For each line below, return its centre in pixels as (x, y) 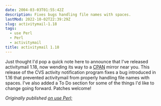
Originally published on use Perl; (39, 98)
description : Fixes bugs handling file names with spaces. (68, 15)
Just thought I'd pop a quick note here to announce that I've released (77, 61)
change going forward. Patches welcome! (48, 88)
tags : (11, 29)
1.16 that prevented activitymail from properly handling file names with (77, 77)
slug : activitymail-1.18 (31, 24)
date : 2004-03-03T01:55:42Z (35, 10)
